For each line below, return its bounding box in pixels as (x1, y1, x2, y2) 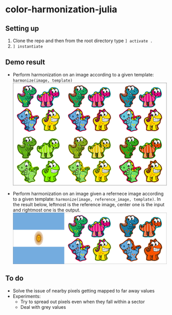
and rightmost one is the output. (12, 207, 81, 213)
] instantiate (12, 44, 43, 49)
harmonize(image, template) (12, 78, 73, 83)
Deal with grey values (20, 304, 67, 310)
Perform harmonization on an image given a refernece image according (12, 191, 164, 197)
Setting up (5, 24, 39, 33)
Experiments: (12, 293, 41, 299)
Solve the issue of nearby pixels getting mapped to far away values (12, 287, 155, 293)
